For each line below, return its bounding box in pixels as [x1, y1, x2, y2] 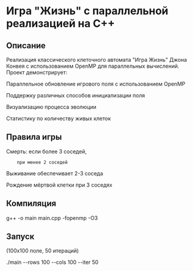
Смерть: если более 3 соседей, [6, 147, 87, 155]
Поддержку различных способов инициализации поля [6, 92, 145, 99]
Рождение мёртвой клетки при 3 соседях [6, 181, 113, 188]
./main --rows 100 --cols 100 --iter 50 [6, 259, 99, 266]
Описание [6, 40, 46, 51]
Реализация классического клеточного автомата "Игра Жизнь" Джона [6, 56, 188, 63]
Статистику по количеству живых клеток [6, 115, 111, 122]
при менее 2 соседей [17, 159, 68, 165]
